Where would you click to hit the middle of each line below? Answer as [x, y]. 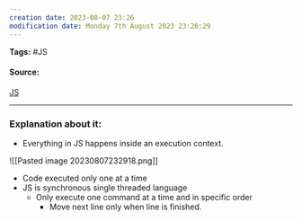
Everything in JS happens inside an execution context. [123, 143]
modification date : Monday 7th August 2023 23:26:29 [110, 26]
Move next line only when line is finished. [125, 207]
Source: [25, 72]
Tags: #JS [28, 51]
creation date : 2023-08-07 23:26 [72, 18]
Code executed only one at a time [85, 178]
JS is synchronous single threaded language [105, 188]
